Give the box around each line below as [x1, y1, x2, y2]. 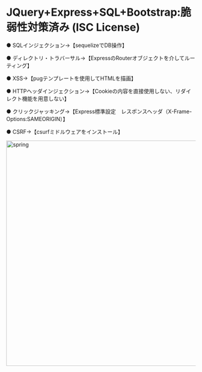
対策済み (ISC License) [27, 20, 140, 34]
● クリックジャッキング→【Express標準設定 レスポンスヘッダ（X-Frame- [6, 108, 192, 115]
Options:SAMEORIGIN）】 [6, 115, 69, 122]
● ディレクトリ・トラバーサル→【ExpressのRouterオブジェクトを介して [6, 54, 185, 61]
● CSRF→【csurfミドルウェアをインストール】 [6, 128, 123, 135]
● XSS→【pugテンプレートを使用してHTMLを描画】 [6, 75, 134, 82]
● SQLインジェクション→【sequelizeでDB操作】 [6, 42, 127, 49]
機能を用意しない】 [22, 95, 70, 102]
